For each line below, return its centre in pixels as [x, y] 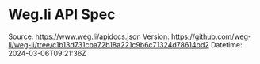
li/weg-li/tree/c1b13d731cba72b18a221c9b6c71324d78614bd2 [109, 44]
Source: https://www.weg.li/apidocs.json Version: [89, 36]
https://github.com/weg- [211, 36]
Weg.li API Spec [62, 15]
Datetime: [226, 44]
